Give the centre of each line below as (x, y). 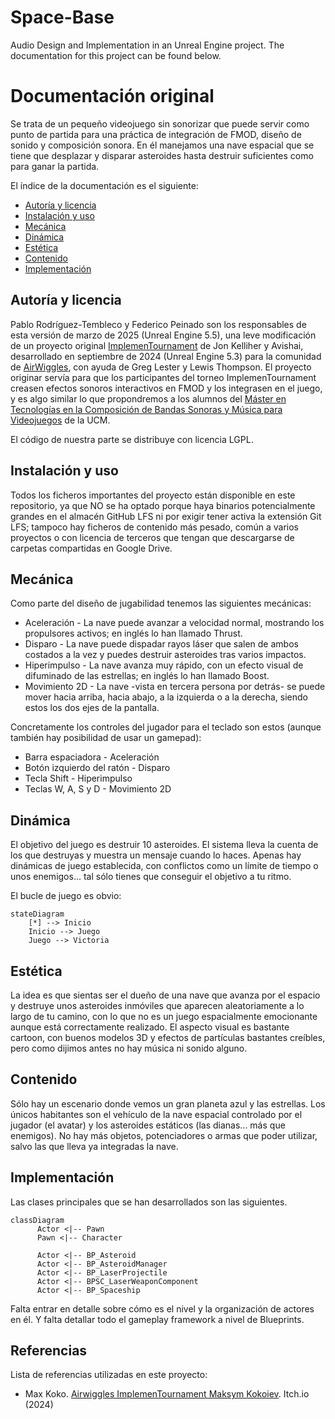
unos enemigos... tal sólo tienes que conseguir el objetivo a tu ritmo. (151, 877)
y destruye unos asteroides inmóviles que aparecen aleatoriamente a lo (157, 1005)
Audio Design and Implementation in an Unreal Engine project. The (147, 45)
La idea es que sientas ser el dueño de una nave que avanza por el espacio (165, 995)
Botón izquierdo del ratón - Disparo (97, 768)
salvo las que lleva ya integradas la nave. (94, 1146)
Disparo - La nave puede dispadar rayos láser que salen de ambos (161, 644)
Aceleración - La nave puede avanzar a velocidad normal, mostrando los (174, 623)
